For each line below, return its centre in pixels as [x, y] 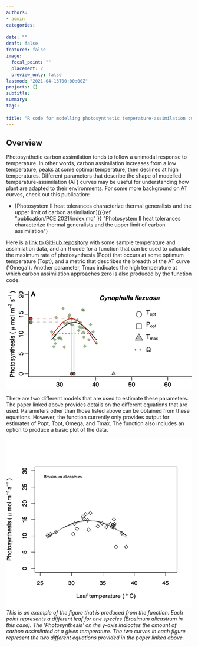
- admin [16, 19]
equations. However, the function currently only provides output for [88, 417]
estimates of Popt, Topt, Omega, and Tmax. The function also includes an [95, 423]
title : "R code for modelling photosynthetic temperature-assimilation [96, 118]
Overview [24, 142]
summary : [17, 100]
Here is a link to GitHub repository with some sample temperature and [91, 242]
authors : [17, 12]
